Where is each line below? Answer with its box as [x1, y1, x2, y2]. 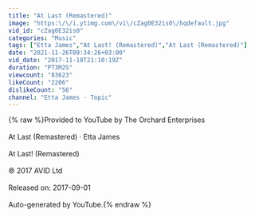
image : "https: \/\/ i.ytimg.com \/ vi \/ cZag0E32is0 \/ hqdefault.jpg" [8, 19, 229, 27]
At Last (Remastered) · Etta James [8, 132, 120, 142]
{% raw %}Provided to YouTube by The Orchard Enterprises [8, 115, 206, 124]
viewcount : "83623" [8, 71, 73, 79]
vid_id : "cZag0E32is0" [8, 26, 84, 34]
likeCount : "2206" [8, 78, 69, 86]
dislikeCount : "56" [8, 85, 73, 94]
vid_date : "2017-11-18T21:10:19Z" [8, 57, 124, 65]
